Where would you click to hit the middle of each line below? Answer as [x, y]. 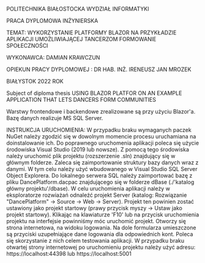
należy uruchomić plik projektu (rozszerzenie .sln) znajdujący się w [91, 156]
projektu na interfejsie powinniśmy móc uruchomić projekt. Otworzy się [96, 221]
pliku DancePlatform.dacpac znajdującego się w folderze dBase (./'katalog [100, 182]
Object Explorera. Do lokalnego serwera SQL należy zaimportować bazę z [99, 175]
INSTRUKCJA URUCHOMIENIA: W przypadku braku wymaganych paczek [99, 130]
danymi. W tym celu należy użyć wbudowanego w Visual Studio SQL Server [102, 169]
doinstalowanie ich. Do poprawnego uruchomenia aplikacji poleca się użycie [103, 143]
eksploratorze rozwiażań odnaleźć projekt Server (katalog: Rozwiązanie [97, 195]
